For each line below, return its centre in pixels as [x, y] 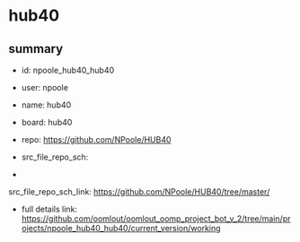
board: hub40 [47, 122]
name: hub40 [46, 105]
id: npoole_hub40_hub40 [68, 70]
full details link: [49, 209]
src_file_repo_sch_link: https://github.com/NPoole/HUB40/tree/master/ [139, 192]
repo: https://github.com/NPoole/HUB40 [96, 139]
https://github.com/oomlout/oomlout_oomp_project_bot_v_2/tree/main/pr [156, 219]
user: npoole [45, 87]
